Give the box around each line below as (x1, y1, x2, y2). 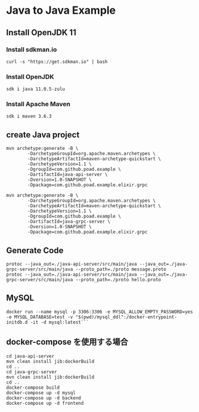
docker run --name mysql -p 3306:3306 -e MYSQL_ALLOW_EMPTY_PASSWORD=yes (6, 309, 194, 315)
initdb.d (6, 319, 28, 325)
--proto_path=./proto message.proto (75, 266, 167, 272)
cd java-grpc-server (6, 368, 58, 375)
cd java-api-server (6, 353, 55, 359)
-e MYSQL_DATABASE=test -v (6, 314, 73, 320)
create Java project (6, 130, 80, 140)
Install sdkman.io (6, 45, 57, 54)
